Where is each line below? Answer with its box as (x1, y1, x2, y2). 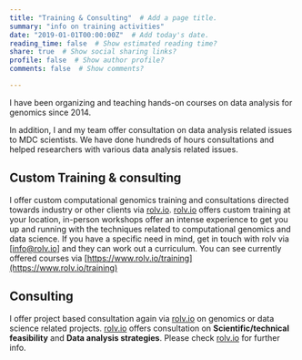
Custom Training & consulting (9, 170, 182, 186)
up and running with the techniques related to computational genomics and (9, 223, 291, 234)
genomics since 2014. (9, 107, 92, 118)
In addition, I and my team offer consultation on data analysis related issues (9, 124, 293, 135)
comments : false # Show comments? (9, 65, 145, 74)
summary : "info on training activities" (9, 22, 166, 31)
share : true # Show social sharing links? (9, 47, 177, 57)
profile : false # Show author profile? (9, 56, 166, 65)
